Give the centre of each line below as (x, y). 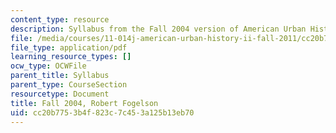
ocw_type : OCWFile (48, 66)
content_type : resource (60, 19)
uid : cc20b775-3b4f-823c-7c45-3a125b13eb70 (102, 112)
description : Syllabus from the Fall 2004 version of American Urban (158, 29)
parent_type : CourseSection (69, 85)
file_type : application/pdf (69, 47)
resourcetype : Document (60, 94)
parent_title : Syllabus (60, 76)
